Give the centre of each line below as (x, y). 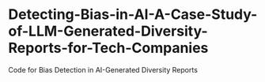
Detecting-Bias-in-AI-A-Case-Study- (133, 15)
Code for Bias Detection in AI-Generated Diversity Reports (103, 69)
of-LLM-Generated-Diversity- (108, 31)
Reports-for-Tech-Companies (108, 48)
